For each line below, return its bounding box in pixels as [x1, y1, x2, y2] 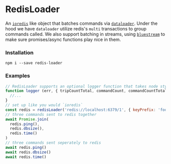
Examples [5, 72, 31, 79]
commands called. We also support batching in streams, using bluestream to [5, 31, 165, 37]
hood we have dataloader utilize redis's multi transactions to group [5, 25, 147, 31]
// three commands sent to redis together [5, 112, 97, 117]
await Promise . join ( [5, 116, 49, 122]
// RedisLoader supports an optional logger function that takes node [5, 84, 158, 89]
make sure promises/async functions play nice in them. [5, 36, 121, 43]
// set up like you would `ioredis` [5, 103, 83, 108]
